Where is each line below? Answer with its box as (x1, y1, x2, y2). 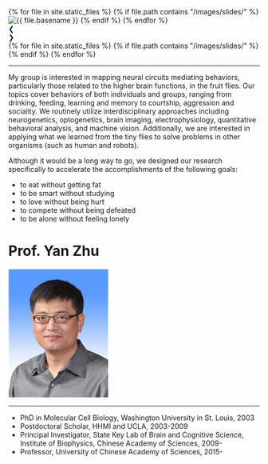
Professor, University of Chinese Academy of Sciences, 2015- (19, 446, 223, 456)
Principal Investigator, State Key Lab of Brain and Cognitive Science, (19, 430, 245, 439)
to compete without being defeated (19, 206, 136, 214)
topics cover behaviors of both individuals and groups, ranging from (8, 90, 232, 98)
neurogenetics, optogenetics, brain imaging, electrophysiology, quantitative (8, 115, 257, 124)
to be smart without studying (19, 189, 115, 198)
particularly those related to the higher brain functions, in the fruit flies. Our (8, 81, 255, 90)
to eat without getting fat (19, 180, 101, 190)
